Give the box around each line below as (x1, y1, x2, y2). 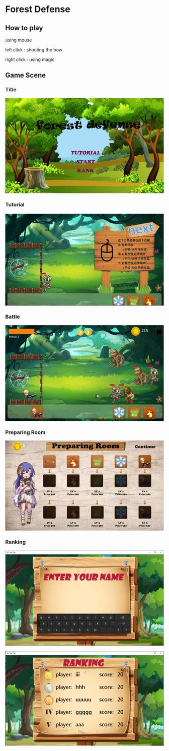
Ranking (5, 538, 26, 545)
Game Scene (5, 71, 46, 80)
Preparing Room (5, 428, 46, 435)
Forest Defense (5, 4, 70, 15)
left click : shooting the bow (5, 47, 63, 52)
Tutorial (5, 201, 25, 208)
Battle (5, 314, 20, 321)
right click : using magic (5, 56, 55, 62)
